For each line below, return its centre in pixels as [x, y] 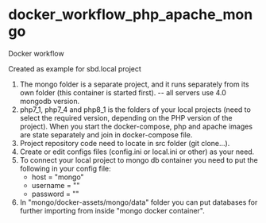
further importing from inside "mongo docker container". [112, 210]
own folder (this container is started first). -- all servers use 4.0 [123, 92]
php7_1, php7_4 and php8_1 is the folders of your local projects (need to [135, 110]
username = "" [56, 185]
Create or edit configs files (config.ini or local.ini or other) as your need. [137, 152]
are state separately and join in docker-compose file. [106, 135]
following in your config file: [65, 168]
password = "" [55, 194]
